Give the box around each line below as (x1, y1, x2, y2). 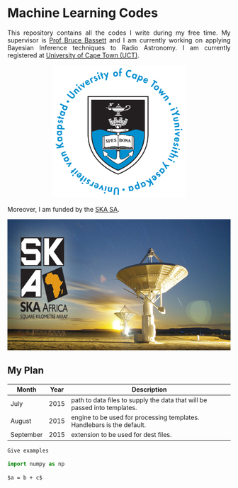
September (10, 431, 43, 438)
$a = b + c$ (7, 475, 42, 482)
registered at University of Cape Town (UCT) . (7, 51, 140, 59)
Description (131, 385, 168, 394)
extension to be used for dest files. (70, 431, 172, 438)
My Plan (7, 365, 44, 377)
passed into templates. (70, 403, 137, 412)
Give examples (7, 447, 50, 454)
